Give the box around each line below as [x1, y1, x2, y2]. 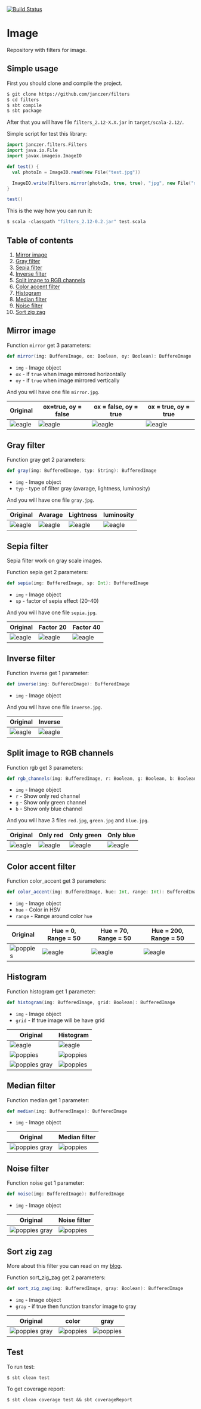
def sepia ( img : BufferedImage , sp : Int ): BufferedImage [7, 580, 149, 586]
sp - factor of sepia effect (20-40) [15, 597, 99, 604]
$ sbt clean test [7, 1374, 50, 1381]
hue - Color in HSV [15, 906, 61, 913]
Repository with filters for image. [7, 46, 87, 53]
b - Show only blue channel [15, 805, 83, 813]
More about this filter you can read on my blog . [7, 1262, 122, 1269]
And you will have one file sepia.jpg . [7, 609, 97, 616]
